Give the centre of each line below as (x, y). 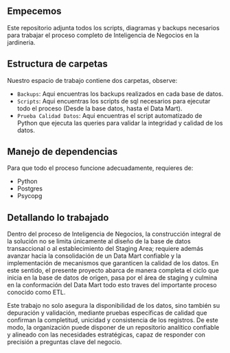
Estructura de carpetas (58, 64)
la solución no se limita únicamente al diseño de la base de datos (99, 241)
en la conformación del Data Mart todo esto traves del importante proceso (112, 285)
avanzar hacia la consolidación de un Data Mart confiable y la (94, 256)
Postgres (30, 188)
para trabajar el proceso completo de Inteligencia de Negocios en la (103, 35)
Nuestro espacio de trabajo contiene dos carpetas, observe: (92, 80)
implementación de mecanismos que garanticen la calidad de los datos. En (113, 263)
